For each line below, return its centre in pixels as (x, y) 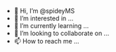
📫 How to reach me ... (46, 41)
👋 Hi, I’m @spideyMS (44, 11)
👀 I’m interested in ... (44, 18)
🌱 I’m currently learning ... (51, 26)
